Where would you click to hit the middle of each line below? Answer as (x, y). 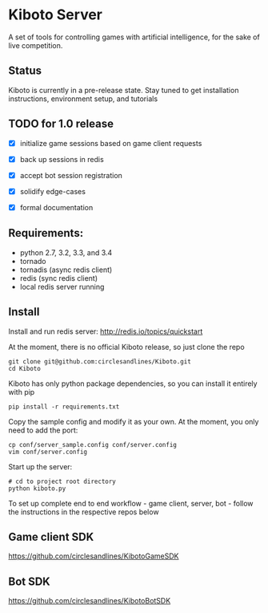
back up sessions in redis (62, 159)
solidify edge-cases (53, 191)
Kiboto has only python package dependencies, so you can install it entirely (133, 384)
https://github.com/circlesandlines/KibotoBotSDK (90, 601)
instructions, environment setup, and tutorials (83, 99)
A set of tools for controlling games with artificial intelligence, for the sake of (134, 37)
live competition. (36, 45)
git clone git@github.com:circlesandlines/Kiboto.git (100, 361)
